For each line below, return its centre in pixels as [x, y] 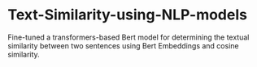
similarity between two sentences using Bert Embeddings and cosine [123, 45]
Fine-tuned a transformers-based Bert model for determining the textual [128, 37]
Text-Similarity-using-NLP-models [127, 15]
